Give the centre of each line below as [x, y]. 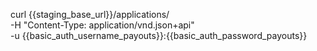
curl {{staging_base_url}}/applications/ [90, 14]
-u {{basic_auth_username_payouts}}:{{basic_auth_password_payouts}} [159, 35]
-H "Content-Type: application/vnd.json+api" [102, 25]
